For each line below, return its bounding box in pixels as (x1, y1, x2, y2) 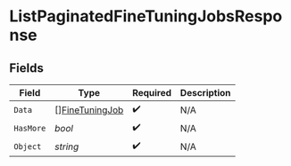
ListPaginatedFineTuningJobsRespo (9, 6, 283, 27)
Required (132, 87, 172, 99)
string (54, 140, 79, 153)
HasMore (13, 123, 46, 133)
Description (179, 87, 231, 99)
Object (13, 141, 42, 152)
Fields (9, 60, 45, 75)
